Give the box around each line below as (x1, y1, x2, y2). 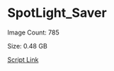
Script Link (7, 55, 39, 64)
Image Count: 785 (7, 28, 59, 37)
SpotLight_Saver (7, 5, 108, 21)
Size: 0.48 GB (7, 41, 47, 50)
